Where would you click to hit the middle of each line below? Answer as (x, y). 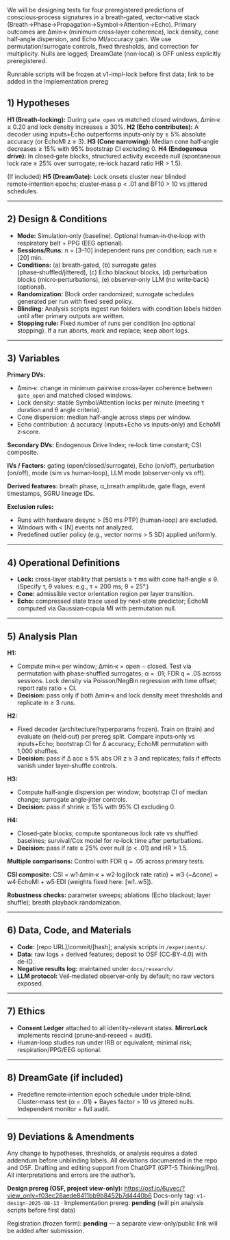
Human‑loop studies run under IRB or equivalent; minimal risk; (104, 1042)
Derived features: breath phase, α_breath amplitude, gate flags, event (106, 486)
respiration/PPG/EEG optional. (59, 1049)
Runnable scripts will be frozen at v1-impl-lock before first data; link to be (111, 74)
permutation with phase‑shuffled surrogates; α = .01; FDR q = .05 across (119, 673)
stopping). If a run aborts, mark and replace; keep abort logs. (103, 330)
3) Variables (34, 358)
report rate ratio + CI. (47, 688)
